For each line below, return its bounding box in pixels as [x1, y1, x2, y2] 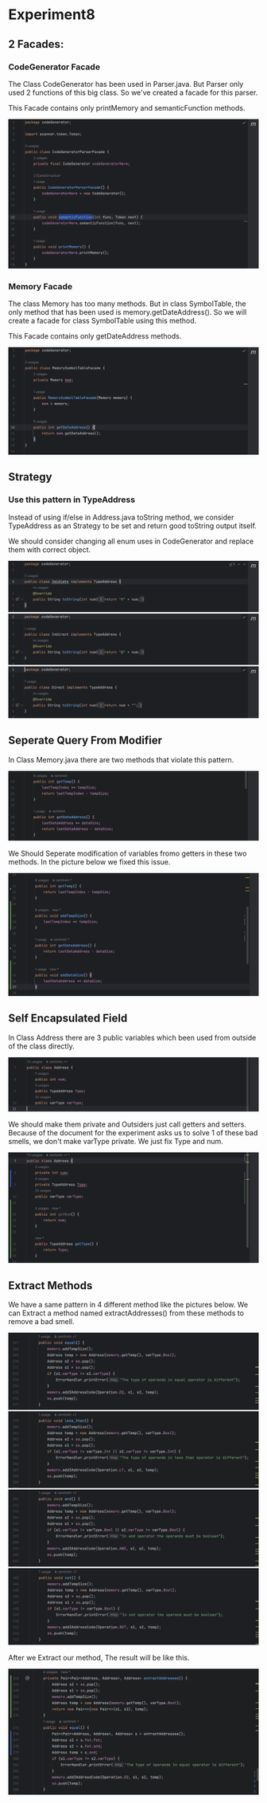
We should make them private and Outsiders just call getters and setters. [8, 1119, 246, 1129]
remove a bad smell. [8, 1317, 75, 1327]
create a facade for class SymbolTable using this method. [8, 316, 197, 325]
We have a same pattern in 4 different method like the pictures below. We [8, 1300, 249, 1310]
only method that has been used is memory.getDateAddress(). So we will [8, 307, 247, 316]
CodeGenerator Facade [8, 61, 101, 73]
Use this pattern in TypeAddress [8, 494, 136, 505]
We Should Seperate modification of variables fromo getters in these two [8, 849, 247, 858]
